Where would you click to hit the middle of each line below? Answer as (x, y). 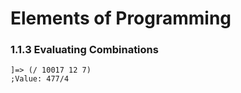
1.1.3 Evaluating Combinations (84, 50)
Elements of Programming (121, 18)
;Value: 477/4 (40, 79)
